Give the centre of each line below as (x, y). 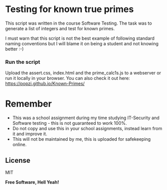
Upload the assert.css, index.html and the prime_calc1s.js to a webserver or (83, 73)
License (18, 160)
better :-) (15, 49)
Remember (29, 104)
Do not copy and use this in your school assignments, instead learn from (87, 129)
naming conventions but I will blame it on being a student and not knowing (82, 43)
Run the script (23, 62)
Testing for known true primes (69, 9)
